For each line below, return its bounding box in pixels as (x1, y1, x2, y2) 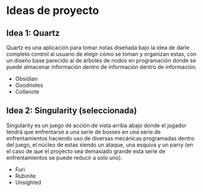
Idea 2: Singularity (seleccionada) (6, 106, 137, 116)
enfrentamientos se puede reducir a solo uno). (6, 154, 123, 161)
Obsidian (15, 75, 38, 82)
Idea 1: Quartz (6, 28, 60, 38)
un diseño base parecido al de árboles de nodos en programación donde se (6, 57, 196, 64)
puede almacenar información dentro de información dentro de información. (6, 63, 198, 70)
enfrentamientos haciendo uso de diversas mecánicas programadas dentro (6, 134, 194, 142)
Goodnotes (15, 81, 44, 89)
